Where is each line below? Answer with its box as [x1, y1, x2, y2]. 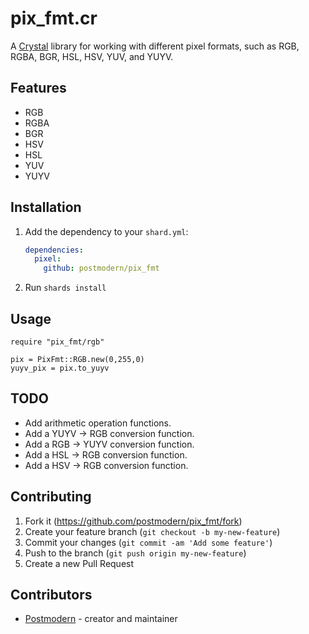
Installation [10, 199, 82, 216]
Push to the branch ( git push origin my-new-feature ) [24, 547, 247, 559]
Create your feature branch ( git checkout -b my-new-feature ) [24, 525, 281, 537]
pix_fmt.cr [10, 7, 98, 30]
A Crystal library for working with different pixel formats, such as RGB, [10, 40, 300, 52]
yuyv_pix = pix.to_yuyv [10, 363, 110, 373]
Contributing [10, 488, 92, 506]
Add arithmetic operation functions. [24, 417, 172, 429]
